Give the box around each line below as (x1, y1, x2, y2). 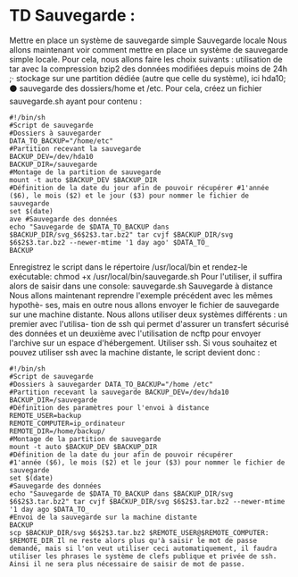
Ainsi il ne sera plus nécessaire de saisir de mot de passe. (9, 559, 245, 568)
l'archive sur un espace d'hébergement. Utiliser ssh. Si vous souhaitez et (9, 337, 277, 348)
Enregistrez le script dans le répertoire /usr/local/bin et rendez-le (9, 261, 248, 272)
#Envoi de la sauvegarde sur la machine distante (9, 513, 198, 522)
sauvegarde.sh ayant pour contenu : (9, 96, 143, 106)
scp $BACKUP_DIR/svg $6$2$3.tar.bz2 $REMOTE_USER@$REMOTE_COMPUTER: (9, 528, 269, 537)
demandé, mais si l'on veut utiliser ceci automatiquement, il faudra (9, 544, 277, 553)
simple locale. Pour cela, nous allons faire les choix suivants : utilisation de (9, 54, 283, 64)
